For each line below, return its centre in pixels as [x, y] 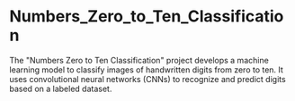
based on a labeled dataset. [61, 88]
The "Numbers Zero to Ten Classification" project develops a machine [139, 60]
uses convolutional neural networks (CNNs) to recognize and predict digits [147, 79]
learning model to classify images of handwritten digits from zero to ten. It [146, 70]
